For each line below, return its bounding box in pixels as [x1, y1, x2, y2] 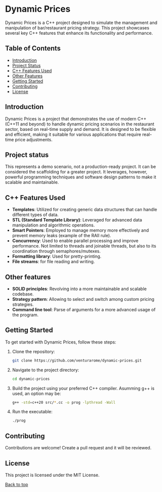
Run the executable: [12, 409, 53, 415]
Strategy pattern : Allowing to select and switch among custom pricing [12, 296, 155, 302]
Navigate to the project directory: [12, 367, 79, 373]
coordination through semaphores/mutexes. [12, 248, 101, 254]
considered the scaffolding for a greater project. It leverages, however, [5, 169, 148, 175]
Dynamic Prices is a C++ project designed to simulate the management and [5, 20, 158, 25]
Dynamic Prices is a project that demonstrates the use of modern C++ [5, 116, 147, 122]
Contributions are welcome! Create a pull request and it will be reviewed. [5, 445, 152, 451]
